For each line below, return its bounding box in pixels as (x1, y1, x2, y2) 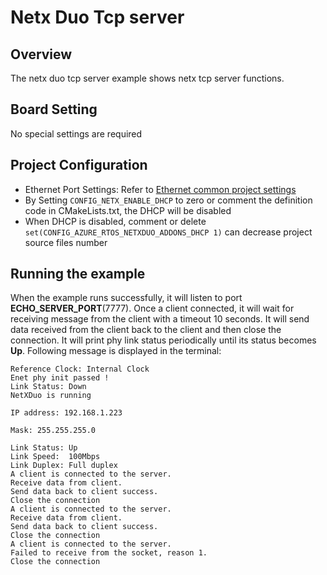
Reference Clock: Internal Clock (10, 364, 150, 375)
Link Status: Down (10, 382, 87, 392)
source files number (24, 236, 108, 248)
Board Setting (10, 101, 98, 118)
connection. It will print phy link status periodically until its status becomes (10, 334, 317, 346)
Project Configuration (10, 157, 148, 174)
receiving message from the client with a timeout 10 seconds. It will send (10, 313, 310, 325)
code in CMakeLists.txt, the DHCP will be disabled (24, 204, 232, 216)
